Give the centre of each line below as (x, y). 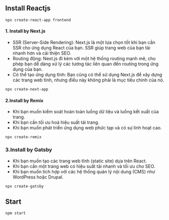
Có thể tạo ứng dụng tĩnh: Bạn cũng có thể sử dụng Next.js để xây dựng (87, 75)
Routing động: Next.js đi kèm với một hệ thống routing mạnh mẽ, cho (84, 59)
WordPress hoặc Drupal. (38, 177)
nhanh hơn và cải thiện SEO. (42, 53)
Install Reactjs (28, 8)
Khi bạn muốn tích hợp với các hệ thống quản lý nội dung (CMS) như (84, 171)
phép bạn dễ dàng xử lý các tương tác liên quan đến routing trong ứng (86, 64)
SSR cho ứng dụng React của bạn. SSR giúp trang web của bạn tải (81, 48)
